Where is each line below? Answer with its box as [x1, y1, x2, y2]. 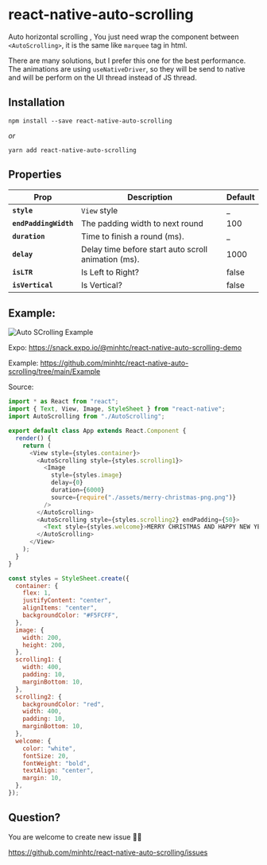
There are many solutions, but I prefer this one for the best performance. [8, 56, 246, 65]
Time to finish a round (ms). [80, 231, 184, 242]
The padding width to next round [80, 217, 204, 228]
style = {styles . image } [50, 471, 123, 479]
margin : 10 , [22, 774, 62, 782]
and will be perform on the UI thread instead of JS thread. [8, 72, 197, 82]
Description [126, 191, 173, 202]
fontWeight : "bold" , [22, 759, 91, 767]
